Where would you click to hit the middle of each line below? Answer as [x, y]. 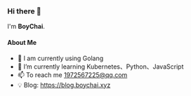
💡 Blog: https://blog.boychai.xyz [64, 85]
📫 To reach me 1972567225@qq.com [72, 75]
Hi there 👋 [25, 11]
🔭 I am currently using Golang [60, 58]
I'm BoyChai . [26, 27]
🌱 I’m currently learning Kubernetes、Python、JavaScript [100, 67]
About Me [22, 42]
